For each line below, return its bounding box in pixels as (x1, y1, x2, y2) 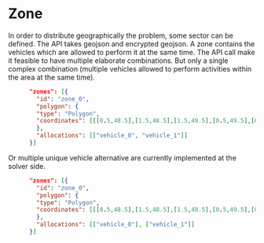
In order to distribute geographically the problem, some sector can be (8, 31, 234, 40)
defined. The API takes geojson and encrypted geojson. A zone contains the (8, 39, 255, 48)
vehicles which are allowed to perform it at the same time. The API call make (8, 47, 255, 57)
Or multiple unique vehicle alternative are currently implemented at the (8, 153, 237, 162)
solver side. (8, 161, 46, 171)
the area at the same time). (8, 72, 96, 82)
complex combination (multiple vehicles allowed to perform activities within (8, 64, 252, 73)
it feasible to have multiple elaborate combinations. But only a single (8, 56, 229, 65)
